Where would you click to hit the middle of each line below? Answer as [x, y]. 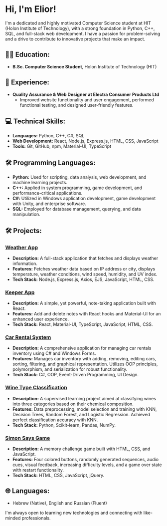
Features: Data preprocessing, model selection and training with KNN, [84, 409]
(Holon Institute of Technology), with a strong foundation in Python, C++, [80, 28]
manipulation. [26, 214]
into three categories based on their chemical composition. [73, 404]
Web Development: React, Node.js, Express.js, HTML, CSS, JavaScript [85, 141]
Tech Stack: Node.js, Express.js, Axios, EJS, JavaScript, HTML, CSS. [83, 279]
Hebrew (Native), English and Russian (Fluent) [60, 503]
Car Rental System [28, 337]
